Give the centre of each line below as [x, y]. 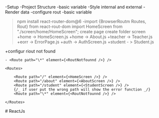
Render [12, 12]
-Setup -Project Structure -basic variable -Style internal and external [73, 7]
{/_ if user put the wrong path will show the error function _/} [82, 90]
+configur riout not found [30, 51]
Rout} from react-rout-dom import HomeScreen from [70, 26]
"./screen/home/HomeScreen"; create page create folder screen [81, 32]
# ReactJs [15, 111]
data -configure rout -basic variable [56, 12]
